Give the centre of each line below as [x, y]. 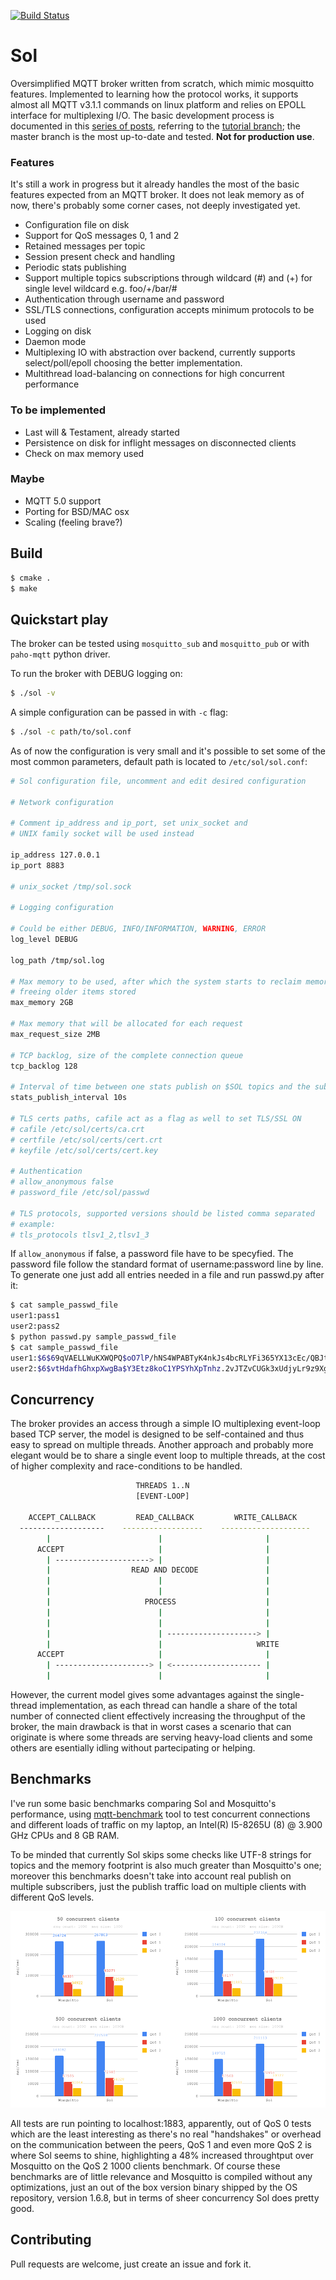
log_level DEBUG [44, 940]
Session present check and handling [100, 257]
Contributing [51, 2240]
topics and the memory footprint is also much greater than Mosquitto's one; [166, 1865]
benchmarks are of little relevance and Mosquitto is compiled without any [161, 2177]
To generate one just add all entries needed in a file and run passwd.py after [167, 1275]
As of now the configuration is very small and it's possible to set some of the [168, 751]
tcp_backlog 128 [44, 1066]
